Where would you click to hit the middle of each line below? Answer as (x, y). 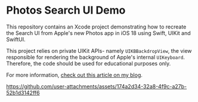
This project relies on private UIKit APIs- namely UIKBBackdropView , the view (99, 50)
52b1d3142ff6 (23, 93)
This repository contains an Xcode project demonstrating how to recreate (96, 27)
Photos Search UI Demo (66, 10)
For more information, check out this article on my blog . (75, 75)
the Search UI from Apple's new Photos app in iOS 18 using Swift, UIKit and (98, 33)
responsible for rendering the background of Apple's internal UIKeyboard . (95, 57)
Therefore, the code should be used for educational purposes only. (89, 63)
